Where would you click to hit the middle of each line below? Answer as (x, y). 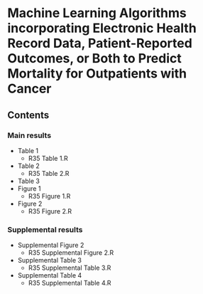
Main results (29, 135)
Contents (28, 115)
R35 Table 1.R (48, 158)
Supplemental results (45, 229)
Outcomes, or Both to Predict (95, 59)
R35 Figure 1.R (49, 196)
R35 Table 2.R (49, 173)
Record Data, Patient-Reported (100, 43)
